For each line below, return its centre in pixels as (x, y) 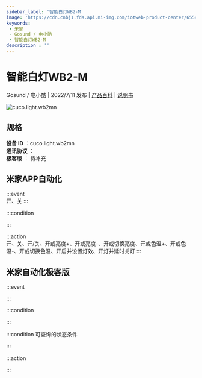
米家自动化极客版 (38, 272)
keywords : (19, 23)
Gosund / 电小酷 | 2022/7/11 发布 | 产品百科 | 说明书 (70, 95)
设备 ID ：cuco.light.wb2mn (41, 143)
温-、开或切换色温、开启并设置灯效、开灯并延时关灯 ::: (74, 251)
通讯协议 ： (20, 151)
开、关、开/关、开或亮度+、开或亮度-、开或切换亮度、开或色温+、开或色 (96, 244)
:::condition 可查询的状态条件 (42, 335)
